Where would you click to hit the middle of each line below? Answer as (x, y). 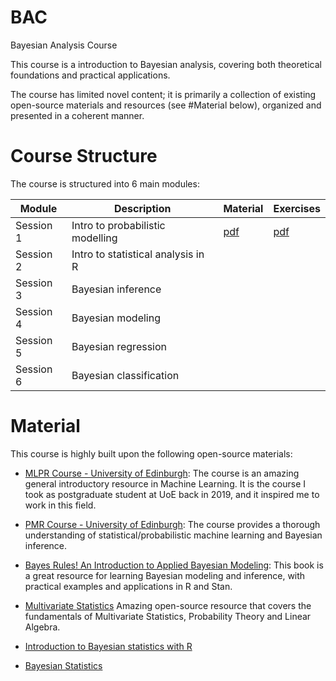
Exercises (297, 208)
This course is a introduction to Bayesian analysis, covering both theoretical (166, 64)
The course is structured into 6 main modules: (105, 183)
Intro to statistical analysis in (138, 254)
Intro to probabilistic (118, 225)
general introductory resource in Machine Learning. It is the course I (165, 483)
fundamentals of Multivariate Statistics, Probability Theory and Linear (168, 616)
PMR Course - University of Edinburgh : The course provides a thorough (172, 524)
